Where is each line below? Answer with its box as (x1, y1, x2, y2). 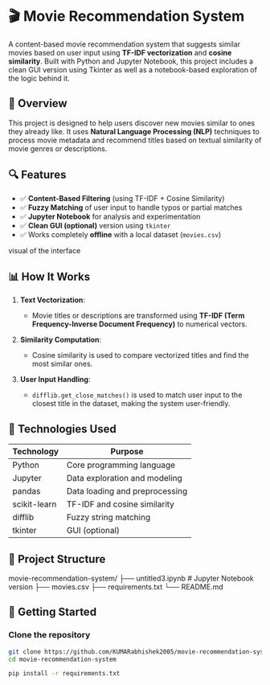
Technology (12, 446, 59, 457)
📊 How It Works (8, 269, 91, 283)
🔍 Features (8, 168, 67, 182)
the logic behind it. (8, 73, 70, 83)
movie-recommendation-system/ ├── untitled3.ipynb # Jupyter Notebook (8, 573, 255, 583)
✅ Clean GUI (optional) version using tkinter (19, 220, 171, 230)
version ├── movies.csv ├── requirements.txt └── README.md (8, 582, 223, 592)
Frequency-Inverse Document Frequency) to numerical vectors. (31, 319, 247, 329)
